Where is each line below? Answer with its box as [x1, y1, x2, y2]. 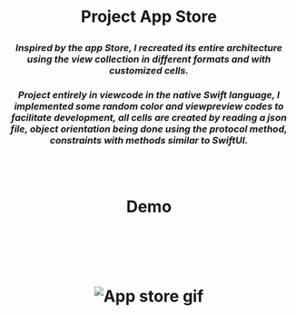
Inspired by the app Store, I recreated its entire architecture [15, 42, 282, 54]
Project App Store [81, 6, 217, 27]
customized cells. [109, 64, 189, 77]
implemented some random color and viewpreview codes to [14, 100, 284, 113]
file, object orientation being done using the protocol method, [10, 123, 288, 135]
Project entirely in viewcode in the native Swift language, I [17, 89, 281, 102]
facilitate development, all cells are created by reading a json [11, 112, 287, 124]
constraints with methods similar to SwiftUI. [49, 134, 249, 147]
